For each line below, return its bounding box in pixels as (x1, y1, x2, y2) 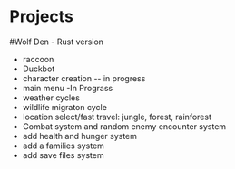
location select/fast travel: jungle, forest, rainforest (22, 111, 211, 122)
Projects (9, 6, 74, 27)
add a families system (22, 140, 104, 151)
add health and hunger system (22, 130, 138, 141)
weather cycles (22, 92, 80, 103)
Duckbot (22, 63, 55, 74)
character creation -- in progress (22, 72, 146, 83)
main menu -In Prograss (22, 82, 113, 93)
